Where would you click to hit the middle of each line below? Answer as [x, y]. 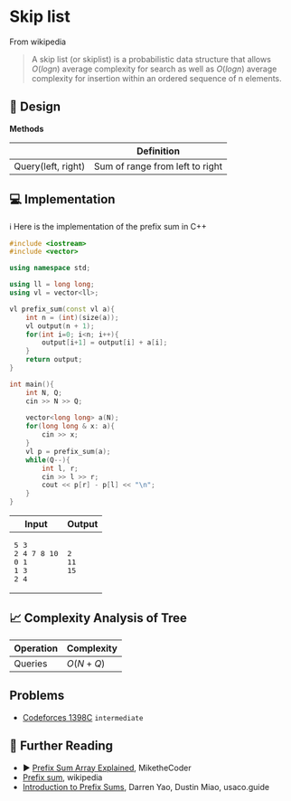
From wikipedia [38, 42]
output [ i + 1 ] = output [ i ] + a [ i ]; [105, 343]
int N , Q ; [44, 392]
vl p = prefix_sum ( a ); [68, 451]
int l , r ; [60, 468]
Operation [36, 648]
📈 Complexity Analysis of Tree [99, 618]
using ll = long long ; [52, 285]
